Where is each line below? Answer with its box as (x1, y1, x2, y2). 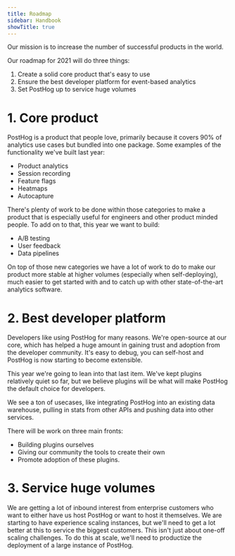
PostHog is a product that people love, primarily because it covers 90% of (7, 133, 222, 142)
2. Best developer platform (7, 310, 167, 326)
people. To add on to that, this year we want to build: (7, 220, 160, 229)
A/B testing (17, 234, 51, 243)
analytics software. (7, 285, 63, 294)
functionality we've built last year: (7, 148, 106, 157)
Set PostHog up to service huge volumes (17, 85, 136, 94)
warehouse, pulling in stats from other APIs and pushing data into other (7, 406, 214, 414)
